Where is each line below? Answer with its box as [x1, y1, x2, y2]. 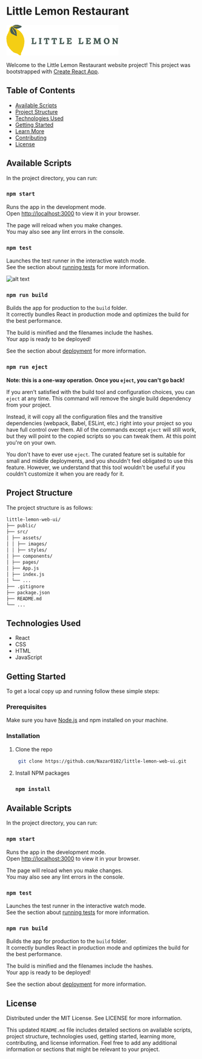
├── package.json [6, 589, 50, 596]
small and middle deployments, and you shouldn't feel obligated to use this [6, 457, 194, 464]
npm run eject [6, 364, 48, 371]
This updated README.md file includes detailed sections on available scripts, [6, 1026, 192, 1033]
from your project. [6, 401, 52, 409]
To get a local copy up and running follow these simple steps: [6, 688, 160, 695]
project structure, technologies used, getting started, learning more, [6, 1033, 176, 1040]
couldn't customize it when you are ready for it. [6, 470, 124, 477]
